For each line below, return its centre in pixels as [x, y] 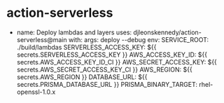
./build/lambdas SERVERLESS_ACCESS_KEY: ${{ [86, 47]
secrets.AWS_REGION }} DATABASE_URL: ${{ [82, 77]
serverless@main [42, 39]
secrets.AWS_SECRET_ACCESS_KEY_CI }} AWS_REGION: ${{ [105, 69]
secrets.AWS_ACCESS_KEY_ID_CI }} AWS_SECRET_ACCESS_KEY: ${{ [117, 62]
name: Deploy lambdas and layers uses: [74, 32]
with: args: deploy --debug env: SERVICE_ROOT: [139, 39]
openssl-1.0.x [36, 92]
